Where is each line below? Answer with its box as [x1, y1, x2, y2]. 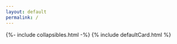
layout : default [5, 8, 47, 15]
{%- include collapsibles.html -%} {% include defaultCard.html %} [5, 31, 172, 38]
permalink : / [5, 14, 39, 20]
